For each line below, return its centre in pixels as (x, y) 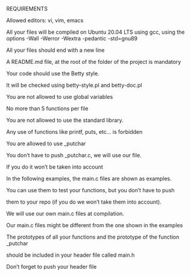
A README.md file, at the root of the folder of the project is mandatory (94, 62)
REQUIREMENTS (27, 9)
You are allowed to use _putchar (46, 143)
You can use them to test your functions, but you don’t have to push (90, 190)
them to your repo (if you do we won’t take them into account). (84, 202)
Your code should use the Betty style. (53, 74)
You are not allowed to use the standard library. (65, 120)
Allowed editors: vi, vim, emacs (45, 20)
